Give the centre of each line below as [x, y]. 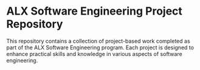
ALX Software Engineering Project [94, 11]
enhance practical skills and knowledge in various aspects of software [94, 54]
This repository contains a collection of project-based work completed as [98, 41]
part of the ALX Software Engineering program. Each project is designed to [100, 47]
